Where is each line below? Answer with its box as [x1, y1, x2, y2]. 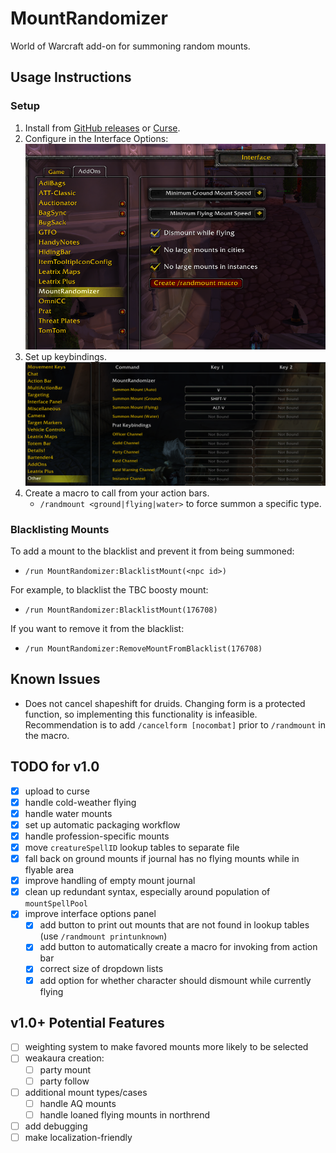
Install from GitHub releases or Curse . [24, 122, 181, 134]
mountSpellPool [24, 899, 89, 909]
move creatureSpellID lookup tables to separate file [24, 842, 240, 853]
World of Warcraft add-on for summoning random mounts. [10, 40, 251, 52]
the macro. [24, 729, 70, 741]
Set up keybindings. [24, 350, 107, 362]
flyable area [24, 864, 75, 876]
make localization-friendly [24, 1131, 133, 1143]
